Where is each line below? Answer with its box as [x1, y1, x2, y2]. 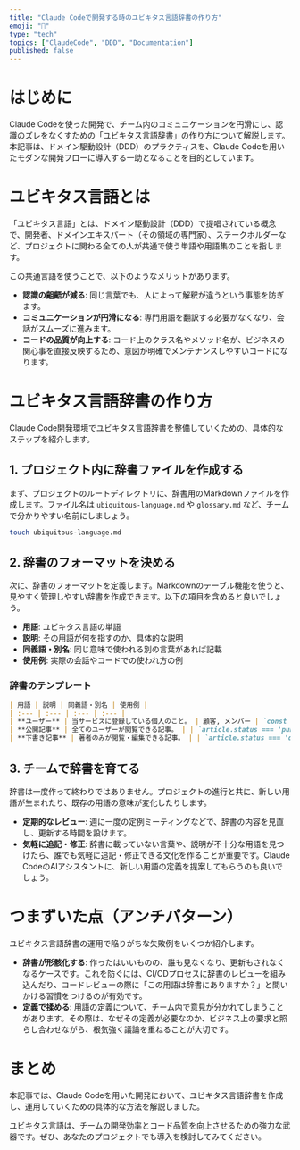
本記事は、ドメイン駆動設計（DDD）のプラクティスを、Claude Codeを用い [9, 141, 286, 152]
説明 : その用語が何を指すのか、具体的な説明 [21, 633, 184, 643]
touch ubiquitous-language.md [9, 528, 122, 537]
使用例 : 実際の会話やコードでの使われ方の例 [21, 655, 184, 666]
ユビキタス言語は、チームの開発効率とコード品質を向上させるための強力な [9, 1120, 283, 1130]
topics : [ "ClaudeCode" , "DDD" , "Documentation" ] [9, 38, 194, 47]
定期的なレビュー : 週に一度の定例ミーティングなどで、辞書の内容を [21, 816, 270, 827]
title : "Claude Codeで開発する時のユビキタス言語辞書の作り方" [9, 13, 223, 22]
